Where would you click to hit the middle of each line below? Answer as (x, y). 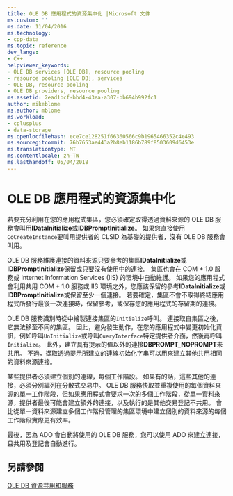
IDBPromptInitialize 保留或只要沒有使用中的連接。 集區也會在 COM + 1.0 (110, 269)
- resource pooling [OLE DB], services (65, 78)
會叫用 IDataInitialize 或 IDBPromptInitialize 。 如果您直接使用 (99, 228)
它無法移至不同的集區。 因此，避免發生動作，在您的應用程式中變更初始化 (112, 326)
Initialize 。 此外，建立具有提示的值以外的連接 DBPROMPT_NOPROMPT (112, 344)
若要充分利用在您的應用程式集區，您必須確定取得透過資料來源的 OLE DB (111, 219)
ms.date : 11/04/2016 (37, 26)
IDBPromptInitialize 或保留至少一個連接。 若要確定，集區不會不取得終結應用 (116, 295)
